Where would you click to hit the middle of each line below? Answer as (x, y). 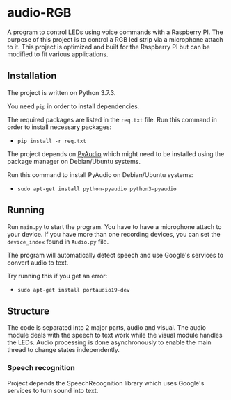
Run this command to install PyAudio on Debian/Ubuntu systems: (100, 174)
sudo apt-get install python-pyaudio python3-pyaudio (97, 189)
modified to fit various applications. (58, 54)
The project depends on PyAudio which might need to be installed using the (116, 153)
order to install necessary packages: (59, 127)
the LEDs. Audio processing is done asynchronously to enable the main (109, 342)
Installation (32, 76)
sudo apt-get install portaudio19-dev (73, 290)
